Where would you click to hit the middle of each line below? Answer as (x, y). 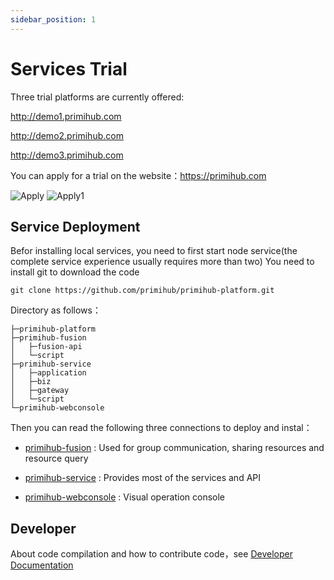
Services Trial (69, 68)
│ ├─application (48, 373)
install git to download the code (75, 272)
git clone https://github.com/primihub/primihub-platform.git (142, 291)
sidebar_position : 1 (53, 19)
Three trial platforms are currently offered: (97, 97)
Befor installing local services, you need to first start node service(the (154, 251)
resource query (56, 458)
